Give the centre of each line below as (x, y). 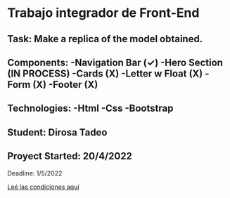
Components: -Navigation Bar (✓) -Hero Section (115, 62)
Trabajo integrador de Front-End (103, 13)
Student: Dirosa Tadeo (57, 132)
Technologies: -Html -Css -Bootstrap (90, 108)
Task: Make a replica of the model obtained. (105, 39)
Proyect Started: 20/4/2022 (70, 156)
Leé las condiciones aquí (43, 187)
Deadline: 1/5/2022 (35, 173)
